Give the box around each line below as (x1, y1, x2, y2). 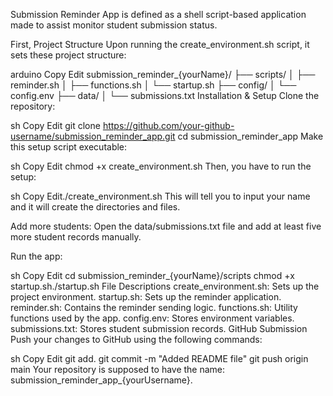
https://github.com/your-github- (102, 120, 235, 131)
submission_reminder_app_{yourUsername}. (10, 374, 193, 386)
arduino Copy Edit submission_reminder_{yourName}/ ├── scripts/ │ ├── (10, 69, 316, 80)
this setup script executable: (10, 141, 128, 153)
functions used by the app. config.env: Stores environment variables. (10, 312, 295, 324)
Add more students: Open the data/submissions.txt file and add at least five (10, 220, 322, 232)
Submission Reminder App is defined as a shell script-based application (10, 9, 307, 20)
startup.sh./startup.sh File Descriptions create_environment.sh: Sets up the (10, 280, 320, 292)
